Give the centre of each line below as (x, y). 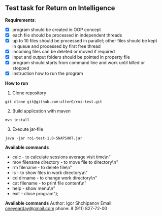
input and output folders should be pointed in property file (71, 57)
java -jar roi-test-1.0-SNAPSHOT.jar (44, 138)
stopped (21, 68)
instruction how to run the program (48, 73)
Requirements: (20, 20)
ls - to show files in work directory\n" (50, 173)
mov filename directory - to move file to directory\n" (65, 162)
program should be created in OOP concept (56, 30)
